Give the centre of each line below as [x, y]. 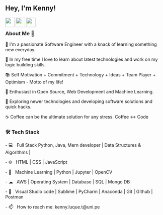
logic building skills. [26, 65]
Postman [14, 197]
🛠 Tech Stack [22, 132]
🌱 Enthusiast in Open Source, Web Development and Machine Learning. [79, 92]
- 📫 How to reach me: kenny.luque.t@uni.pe [53, 207]
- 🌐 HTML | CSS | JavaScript [36, 162]
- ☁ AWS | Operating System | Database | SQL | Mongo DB [68, 182]
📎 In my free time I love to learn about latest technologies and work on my [81, 59]
